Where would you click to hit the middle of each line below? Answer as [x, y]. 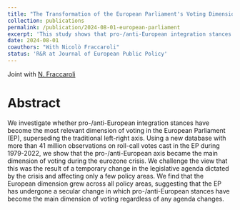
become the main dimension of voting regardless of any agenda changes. [116, 199]
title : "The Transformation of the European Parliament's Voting [106, 14]
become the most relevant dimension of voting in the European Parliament [117, 130]
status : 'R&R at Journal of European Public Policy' [87, 54]
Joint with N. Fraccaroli [41, 74]
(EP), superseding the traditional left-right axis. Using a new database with [117, 138]
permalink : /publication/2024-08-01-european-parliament [94, 27]
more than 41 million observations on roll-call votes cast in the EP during [114, 145]
